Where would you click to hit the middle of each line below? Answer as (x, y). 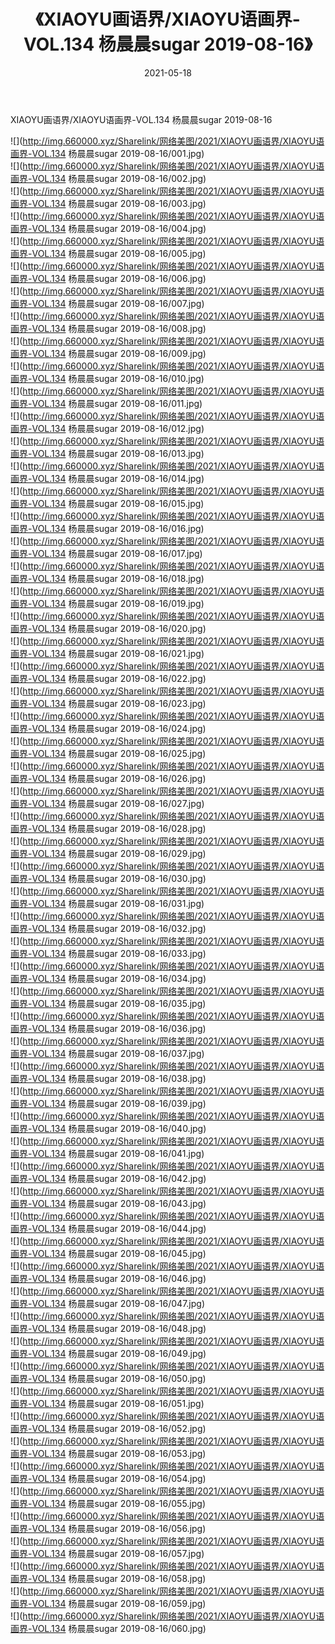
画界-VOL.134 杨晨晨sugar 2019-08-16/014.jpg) (107, 478)
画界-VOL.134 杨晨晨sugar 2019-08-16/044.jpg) (108, 1228)
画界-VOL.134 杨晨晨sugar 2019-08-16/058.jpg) (108, 1578)
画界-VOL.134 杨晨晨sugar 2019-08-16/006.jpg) (108, 278)
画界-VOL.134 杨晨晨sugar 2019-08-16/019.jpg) (107, 603)
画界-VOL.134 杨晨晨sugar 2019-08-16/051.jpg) (107, 1403)
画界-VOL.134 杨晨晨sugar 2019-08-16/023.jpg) (108, 703)
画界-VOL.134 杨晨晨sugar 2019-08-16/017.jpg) (106, 553)
